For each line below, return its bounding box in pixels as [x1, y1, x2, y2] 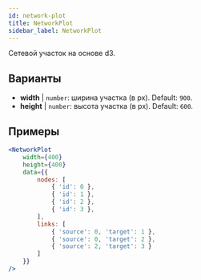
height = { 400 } [22, 161, 66, 169]
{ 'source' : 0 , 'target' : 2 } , [50, 235, 156, 243]
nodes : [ [37, 175, 66, 184]
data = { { [22, 168, 48, 176]
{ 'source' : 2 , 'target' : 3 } [50, 242, 152, 250]
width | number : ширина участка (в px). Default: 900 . [19, 93, 193, 102]
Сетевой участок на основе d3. [8, 49, 116, 58]
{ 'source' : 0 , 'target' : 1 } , [50, 227, 156, 236]
